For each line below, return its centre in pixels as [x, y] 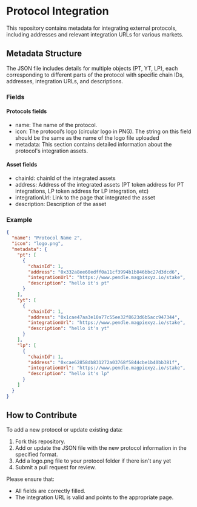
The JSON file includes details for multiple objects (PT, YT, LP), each [92, 68]
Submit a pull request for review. [55, 467]
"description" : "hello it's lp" [69, 374]
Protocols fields [27, 111]
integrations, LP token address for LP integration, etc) [82, 191]
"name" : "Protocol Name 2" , [47, 238]
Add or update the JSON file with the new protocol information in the [101, 448]
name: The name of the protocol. [56, 125]
